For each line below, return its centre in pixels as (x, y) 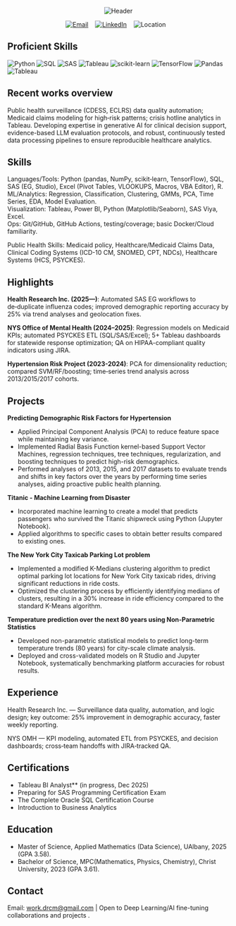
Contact (25, 891)
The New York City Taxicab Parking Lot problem (79, 555)
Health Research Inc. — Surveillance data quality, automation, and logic (111, 709)
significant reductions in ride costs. (68, 584)
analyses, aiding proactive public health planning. (89, 484)
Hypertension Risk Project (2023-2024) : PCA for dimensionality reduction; (117, 364)
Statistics (22, 627)
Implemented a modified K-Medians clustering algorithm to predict (114, 569)
